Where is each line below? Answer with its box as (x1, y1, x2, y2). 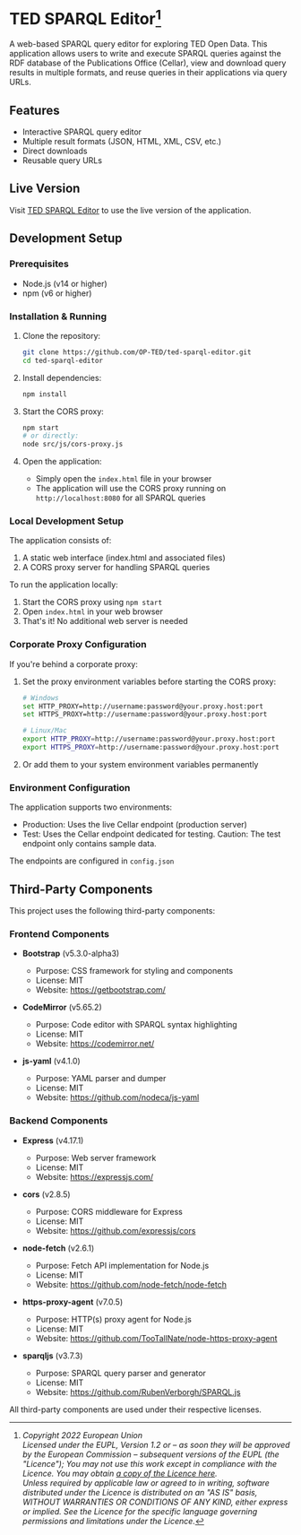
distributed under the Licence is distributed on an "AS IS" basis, (21, 1487, 258, 1497)
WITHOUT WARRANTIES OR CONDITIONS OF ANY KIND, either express (21, 1496, 288, 1507)
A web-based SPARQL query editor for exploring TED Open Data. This (9, 39, 268, 49)
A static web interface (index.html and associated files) (21, 552, 226, 563)
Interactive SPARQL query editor (21, 126, 142, 137)
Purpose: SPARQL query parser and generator (35, 1367, 206, 1378)
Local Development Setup (9, 515, 124, 527)
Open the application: (21, 456, 102, 467)
